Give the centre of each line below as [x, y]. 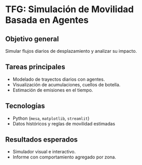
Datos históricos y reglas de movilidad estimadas [64, 123]
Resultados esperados [42, 140]
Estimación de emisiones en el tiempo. [53, 90]
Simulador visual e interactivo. [44, 152]
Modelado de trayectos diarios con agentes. [59, 79]
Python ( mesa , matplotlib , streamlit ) [51, 118]
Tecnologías [25, 106]
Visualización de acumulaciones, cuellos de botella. [66, 84]
